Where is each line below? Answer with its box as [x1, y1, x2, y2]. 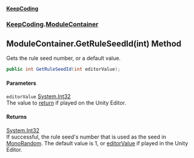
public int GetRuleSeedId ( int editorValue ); [6, 67, 121, 73]
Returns [6, 113, 27, 120]
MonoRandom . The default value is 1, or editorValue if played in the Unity [6, 139, 189, 146]
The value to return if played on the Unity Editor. [6, 99, 126, 107]
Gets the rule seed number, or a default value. [6, 54, 121, 62]
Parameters [6, 79, 36, 87]
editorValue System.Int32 [6, 93, 71, 100]
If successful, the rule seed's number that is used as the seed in [6, 133, 167, 140]
